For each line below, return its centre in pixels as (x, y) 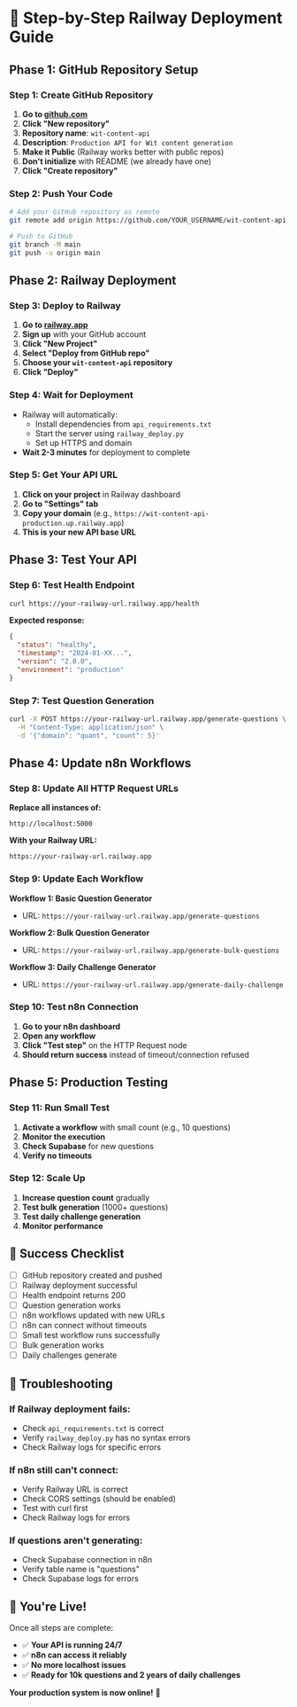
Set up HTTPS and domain (84, 442)
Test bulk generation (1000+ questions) (95, 1207)
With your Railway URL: (53, 841)
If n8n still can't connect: (64, 1469)
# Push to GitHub (41, 236)
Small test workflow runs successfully (91, 1335)
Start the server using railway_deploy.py (109, 433)
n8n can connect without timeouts (84, 1325)
